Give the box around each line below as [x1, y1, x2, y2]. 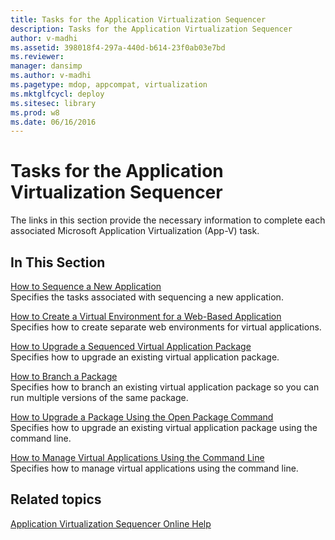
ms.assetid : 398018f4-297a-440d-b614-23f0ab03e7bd [10, 42, 226, 53]
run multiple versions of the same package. [10, 392, 189, 403]
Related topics [10, 491, 102, 508]
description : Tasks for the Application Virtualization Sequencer [10, 24, 293, 34]
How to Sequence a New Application [10, 281, 162, 292]
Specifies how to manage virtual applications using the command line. [10, 462, 299, 474]
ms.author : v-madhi [10, 71, 92, 81]
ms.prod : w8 [10, 107, 60, 118]
